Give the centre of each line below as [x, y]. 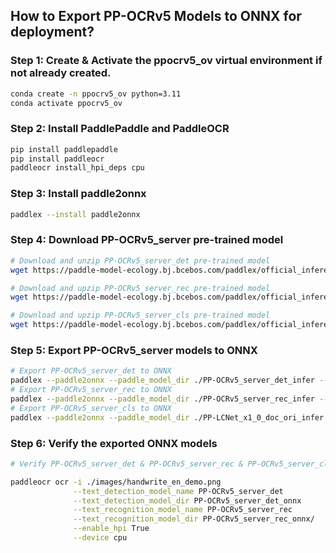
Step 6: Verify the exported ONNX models [114, 443]
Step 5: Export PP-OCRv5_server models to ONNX [134, 350]
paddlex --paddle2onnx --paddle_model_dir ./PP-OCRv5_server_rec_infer [162, 399]
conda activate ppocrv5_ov [66, 103]
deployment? [52, 32]
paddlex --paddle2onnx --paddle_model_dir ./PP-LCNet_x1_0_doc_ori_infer [167, 417]
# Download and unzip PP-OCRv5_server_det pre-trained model [140, 260]
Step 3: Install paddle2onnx [78, 194]
